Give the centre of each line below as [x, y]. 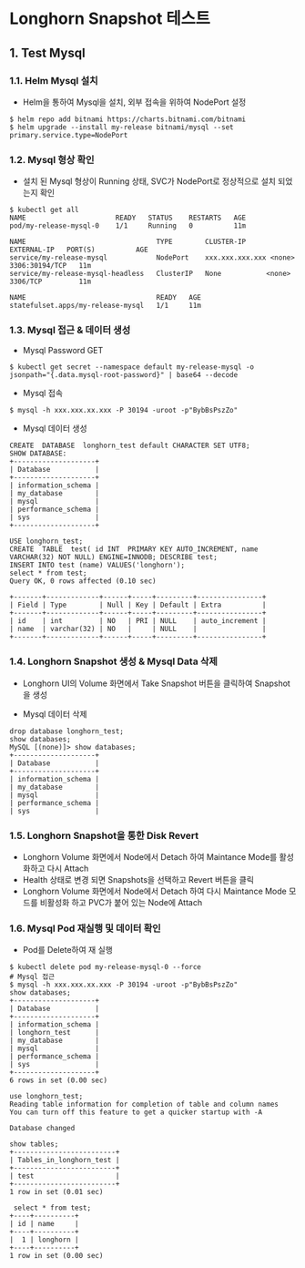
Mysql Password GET [63, 351]
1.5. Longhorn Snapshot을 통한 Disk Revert [104, 835]
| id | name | [44, 1224]
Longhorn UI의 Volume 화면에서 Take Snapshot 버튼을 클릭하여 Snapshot [157, 683]
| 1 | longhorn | [44, 1240]
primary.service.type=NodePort [69, 135]
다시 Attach [68, 869]
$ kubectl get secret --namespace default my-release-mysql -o [132, 367]
